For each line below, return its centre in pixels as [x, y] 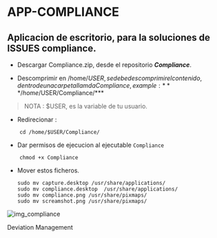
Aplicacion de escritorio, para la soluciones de [108, 38]
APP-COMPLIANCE [63, 12]
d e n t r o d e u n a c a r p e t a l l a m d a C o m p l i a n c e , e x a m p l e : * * [93, 86]
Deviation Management [40, 227]
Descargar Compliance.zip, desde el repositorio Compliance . [104, 65]
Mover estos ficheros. [48, 170]
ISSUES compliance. [52, 48]
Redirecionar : [37, 119]
